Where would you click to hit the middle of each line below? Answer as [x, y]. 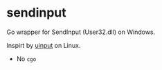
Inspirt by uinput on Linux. [44, 45]
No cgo [26, 59]
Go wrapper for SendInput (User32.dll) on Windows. [81, 32]
